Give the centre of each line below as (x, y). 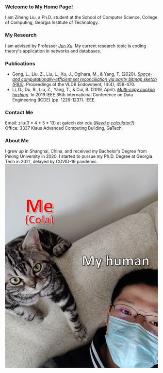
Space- (145, 74)
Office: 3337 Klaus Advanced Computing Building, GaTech (64, 128)
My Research (21, 35)
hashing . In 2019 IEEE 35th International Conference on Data (73, 94)
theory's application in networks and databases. (53, 51)
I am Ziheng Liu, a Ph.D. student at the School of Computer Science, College (81, 17)
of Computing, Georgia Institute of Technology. (52, 22)
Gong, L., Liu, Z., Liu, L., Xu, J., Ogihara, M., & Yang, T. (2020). (74, 74)
